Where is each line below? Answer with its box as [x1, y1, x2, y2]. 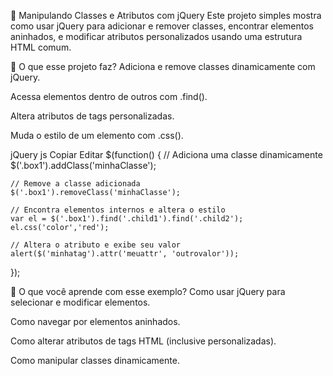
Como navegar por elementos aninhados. [10, 316, 181, 327]
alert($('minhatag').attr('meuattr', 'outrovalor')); [10, 249, 240, 259]
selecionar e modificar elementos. [10, 296, 151, 308]
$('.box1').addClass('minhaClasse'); [10, 160, 157, 171]
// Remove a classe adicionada [10, 179, 141, 189]
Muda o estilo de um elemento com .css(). [10, 130, 184, 141]
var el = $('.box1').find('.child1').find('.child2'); [10, 214, 244, 224]
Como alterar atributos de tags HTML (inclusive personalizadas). [10, 335, 277, 347]
